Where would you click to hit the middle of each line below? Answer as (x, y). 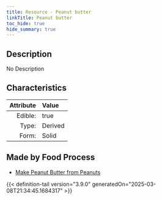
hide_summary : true (31, 29)
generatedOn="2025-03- (124, 184)
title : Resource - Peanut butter (49, 12)
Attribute (23, 105)
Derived (53, 125)
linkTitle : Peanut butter (39, 18)
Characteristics (37, 88)
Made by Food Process (51, 157)
